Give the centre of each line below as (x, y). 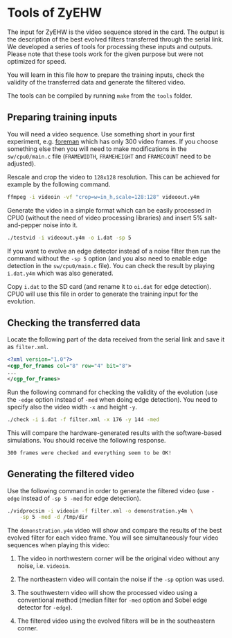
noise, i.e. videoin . (44, 566)
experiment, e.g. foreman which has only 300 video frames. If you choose (113, 141)
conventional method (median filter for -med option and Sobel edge (112, 600)
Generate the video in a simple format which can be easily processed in (109, 210)
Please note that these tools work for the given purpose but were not (105, 54)
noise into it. (60, 225)
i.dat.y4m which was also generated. (60, 273)
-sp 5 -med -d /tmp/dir (54, 517)
